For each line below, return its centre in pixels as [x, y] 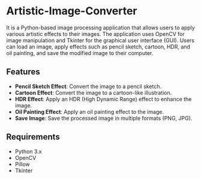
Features [23, 72]
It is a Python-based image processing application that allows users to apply [100, 28]
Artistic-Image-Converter [72, 11]
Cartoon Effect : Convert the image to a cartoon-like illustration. [93, 92]
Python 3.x [28, 151]
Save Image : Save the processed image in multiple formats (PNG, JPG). [103, 118]
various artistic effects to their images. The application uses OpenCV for [95, 34]
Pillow [22, 164]
